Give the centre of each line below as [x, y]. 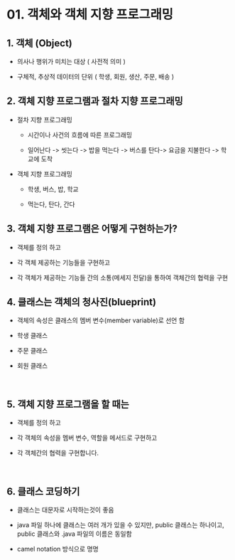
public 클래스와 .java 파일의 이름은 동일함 [74, 534]
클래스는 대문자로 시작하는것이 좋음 [65, 510]
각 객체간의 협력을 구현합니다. [58, 453]
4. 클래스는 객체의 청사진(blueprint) [82, 302]
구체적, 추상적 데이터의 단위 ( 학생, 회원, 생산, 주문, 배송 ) [95, 76]
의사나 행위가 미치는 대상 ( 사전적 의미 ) [71, 62]
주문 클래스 [32, 351]
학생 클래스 [32, 336]
